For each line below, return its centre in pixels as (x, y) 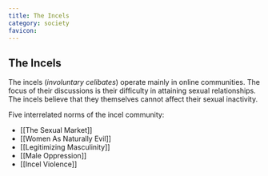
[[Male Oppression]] (53, 156)
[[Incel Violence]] (48, 164)
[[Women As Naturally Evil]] (66, 139)
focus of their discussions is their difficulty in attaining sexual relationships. (132, 91)
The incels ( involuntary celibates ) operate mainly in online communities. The (134, 82)
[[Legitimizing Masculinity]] (65, 147)
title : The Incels (39, 16)
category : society (39, 23)
